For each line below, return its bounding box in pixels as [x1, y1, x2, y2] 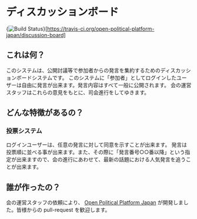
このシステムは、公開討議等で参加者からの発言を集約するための [6, 67, 161, 74]
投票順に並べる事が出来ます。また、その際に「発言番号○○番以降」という [6, 148, 185, 156]
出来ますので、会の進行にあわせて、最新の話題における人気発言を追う [16, 156, 186, 163]
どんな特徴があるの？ [6, 108, 84, 118]
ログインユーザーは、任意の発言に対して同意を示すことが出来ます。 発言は [6, 141, 187, 148]
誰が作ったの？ [6, 182, 61, 192]
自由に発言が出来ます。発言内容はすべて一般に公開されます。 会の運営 [21, 81, 192, 88]
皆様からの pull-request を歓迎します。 [16, 207, 111, 214]
